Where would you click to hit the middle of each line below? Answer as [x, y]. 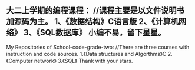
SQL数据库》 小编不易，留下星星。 [103, 33]
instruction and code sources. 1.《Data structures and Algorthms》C [86, 54]
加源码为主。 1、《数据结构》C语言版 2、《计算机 [92, 21]
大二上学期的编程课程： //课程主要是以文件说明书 [95, 11]
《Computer [20, 61]
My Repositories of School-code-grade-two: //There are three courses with [98, 47]
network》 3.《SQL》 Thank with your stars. [83, 61]
